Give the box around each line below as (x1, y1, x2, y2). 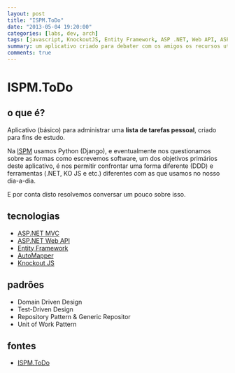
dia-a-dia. (7, 176, 36, 185)
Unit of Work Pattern (17, 320, 77, 328)
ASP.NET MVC (17, 229, 59, 237)
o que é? (7, 107, 45, 119)
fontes (7, 340, 36, 352)
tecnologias (7, 211, 60, 223)
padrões (7, 279, 45, 291)
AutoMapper (17, 251, 54, 260)
